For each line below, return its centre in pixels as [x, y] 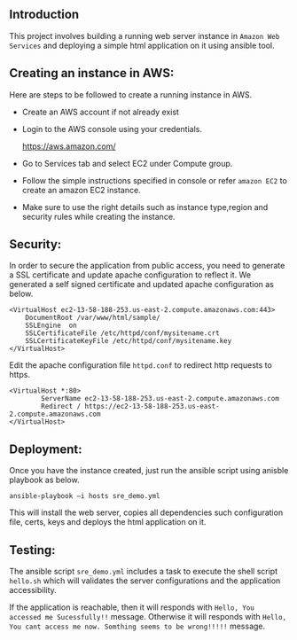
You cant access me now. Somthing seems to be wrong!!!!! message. [137, 626]
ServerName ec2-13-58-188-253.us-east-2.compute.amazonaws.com [160, 399]
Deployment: [46, 449]
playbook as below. [44, 480]
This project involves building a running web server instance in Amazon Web [145, 35]
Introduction [44, 15]
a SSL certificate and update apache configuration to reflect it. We [130, 275]
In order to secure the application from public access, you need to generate [147, 266]
